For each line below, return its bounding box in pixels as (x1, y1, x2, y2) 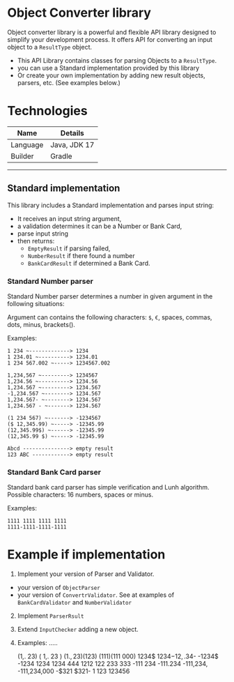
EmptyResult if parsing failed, (27, 244, 111, 252)
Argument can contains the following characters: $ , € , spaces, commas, (7, 312, 212, 321)
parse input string (17, 229, 68, 238)
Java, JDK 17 (49, 139, 95, 149)
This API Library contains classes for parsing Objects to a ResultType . (17, 56, 217, 64)
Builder (10, 151, 34, 161)
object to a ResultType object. (7, 43, 93, 51)
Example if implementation (7, 547, 166, 563)
